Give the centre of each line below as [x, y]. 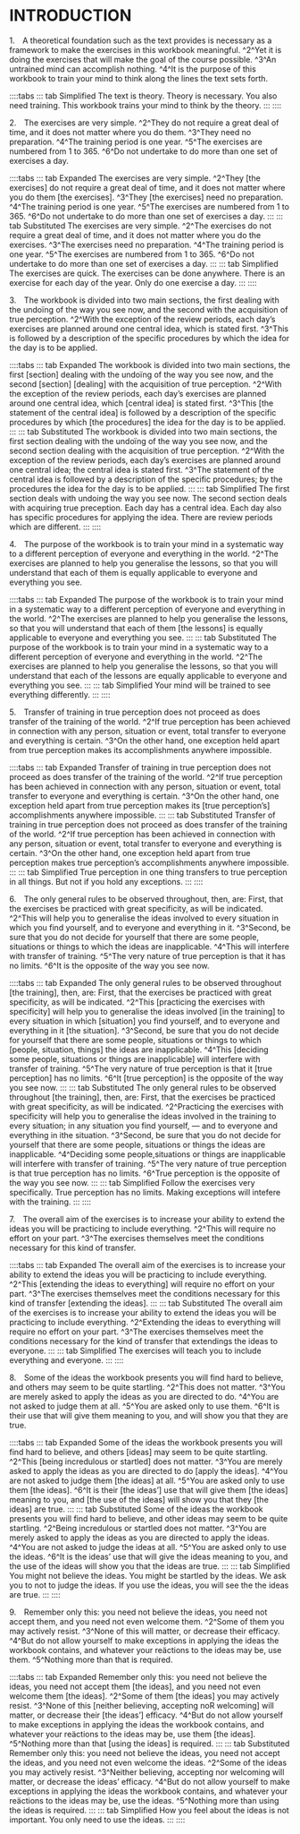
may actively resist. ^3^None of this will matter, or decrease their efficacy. [145, 1631]
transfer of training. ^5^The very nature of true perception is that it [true [141, 1068]
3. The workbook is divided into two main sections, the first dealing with [144, 300]
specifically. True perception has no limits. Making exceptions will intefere [145, 1192]
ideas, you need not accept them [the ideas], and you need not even [135, 1686]
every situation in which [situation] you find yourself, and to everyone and [145, 1021]
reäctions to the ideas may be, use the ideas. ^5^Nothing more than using [144, 1800]
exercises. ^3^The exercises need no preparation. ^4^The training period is [146, 244]
